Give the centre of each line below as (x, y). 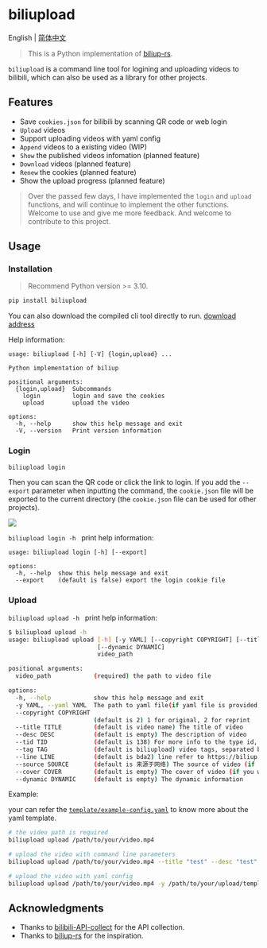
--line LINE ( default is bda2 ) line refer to (110, 756)
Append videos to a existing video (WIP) (83, 147)
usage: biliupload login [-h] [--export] (78, 553)
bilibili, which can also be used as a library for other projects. (108, 77)
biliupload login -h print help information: (81, 538)
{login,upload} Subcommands (64, 389)
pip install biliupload (48, 301)
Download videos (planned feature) (75, 164)
